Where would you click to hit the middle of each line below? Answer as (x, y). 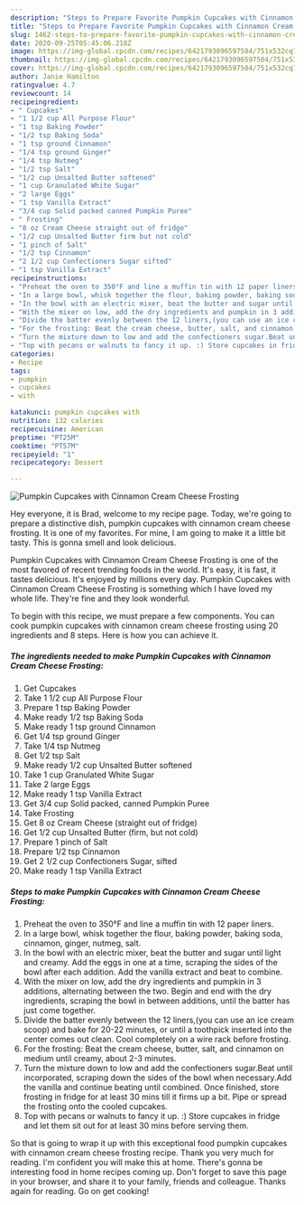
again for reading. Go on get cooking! (80, 1191)
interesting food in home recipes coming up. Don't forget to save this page (149, 1172)
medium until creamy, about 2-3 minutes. (100, 1059)
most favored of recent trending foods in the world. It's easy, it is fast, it (143, 570)
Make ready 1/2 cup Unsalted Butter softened (108, 766)
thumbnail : (31, 60)
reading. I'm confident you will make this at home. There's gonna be (137, 1163)
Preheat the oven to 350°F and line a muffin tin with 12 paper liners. (148, 924)
